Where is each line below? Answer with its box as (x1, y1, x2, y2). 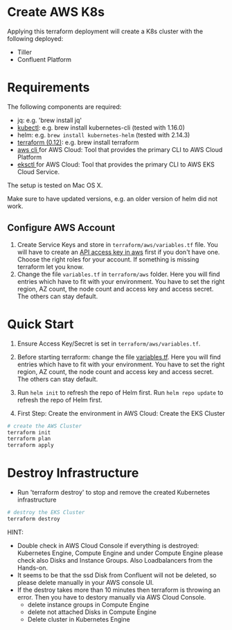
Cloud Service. (17, 167, 60, 176)
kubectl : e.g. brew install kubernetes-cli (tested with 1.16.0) (17, 123, 186, 132)
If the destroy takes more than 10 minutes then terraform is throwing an (17, 586, 220, 594)
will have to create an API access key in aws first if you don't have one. (17, 248, 220, 256)
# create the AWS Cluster (7, 423, 82, 429)
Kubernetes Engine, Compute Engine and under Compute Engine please (17, 549, 224, 557)
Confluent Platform (17, 55, 71, 63)
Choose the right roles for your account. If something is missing (17, 255, 199, 264)
